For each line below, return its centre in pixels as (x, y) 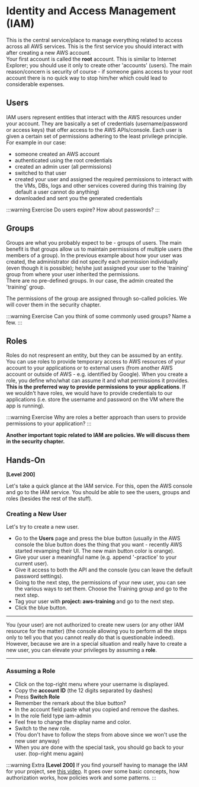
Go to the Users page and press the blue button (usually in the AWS (97, 538)
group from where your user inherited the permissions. (73, 274)
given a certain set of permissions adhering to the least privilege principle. (97, 136)
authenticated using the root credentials (63, 160)
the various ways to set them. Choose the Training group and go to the (101, 589)
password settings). (39, 576)
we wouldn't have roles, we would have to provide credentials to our (89, 393)
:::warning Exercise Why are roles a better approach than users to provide (96, 418)
